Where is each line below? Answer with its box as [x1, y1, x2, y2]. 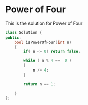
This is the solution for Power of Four [5, 20, 83, 26]
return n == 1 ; [23, 81, 56, 87]
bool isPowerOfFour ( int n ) [14, 40, 72, 45]
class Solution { [5, 30, 42, 35]
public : [5, 34, 22, 40]
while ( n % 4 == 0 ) [23, 58, 72, 63]
